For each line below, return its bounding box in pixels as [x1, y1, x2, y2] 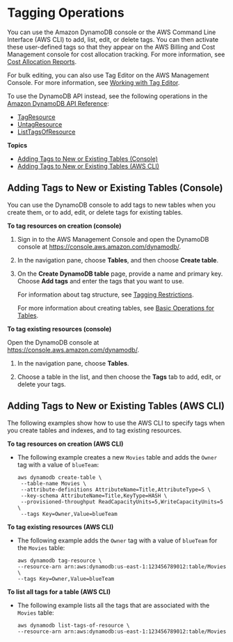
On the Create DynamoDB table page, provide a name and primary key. [17, 269, 223, 278]
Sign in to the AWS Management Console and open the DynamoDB [17, 235, 209, 243]
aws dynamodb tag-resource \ [17, 557, 102, 564]
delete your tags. [17, 379, 66, 388]
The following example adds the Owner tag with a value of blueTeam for [17, 536, 218, 545]
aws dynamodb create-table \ [17, 473, 102, 481]
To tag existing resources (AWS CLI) [7, 522, 114, 531]
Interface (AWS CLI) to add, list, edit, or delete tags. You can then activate [7, 35, 219, 43]
